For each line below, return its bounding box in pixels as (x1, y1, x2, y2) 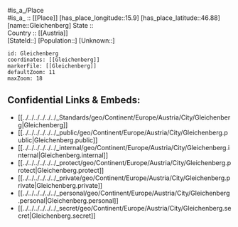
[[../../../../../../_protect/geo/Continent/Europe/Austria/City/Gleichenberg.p (17, 158, 232, 167)
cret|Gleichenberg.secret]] (17, 211, 96, 220)
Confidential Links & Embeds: (7, 94, 141, 106)
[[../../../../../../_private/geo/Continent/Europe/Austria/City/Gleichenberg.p (17, 174, 231, 182)
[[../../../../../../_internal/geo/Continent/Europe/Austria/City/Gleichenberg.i (17, 143, 230, 152)
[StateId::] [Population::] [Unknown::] (7, 36, 115, 45)
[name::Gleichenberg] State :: (7, 21, 94, 29)
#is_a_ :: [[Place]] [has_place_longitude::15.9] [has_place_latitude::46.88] (7, 14, 220, 22)
